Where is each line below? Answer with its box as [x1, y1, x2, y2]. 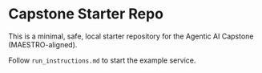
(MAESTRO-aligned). [8, 39, 78, 49]
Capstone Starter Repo [8, 5, 164, 23]
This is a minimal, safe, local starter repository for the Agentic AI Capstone [8, 31, 254, 41]
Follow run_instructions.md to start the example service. [8, 55, 196, 65]
